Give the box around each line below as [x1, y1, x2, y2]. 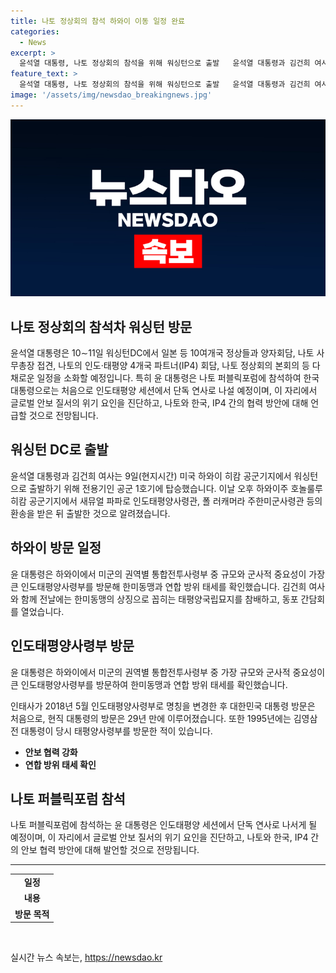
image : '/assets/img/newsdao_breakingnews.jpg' [10, 90, 213, 100]
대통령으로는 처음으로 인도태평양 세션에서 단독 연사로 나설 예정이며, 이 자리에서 [10, 385, 318, 397]
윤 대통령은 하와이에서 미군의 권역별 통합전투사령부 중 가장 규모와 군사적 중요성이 [10, 666, 326, 678]
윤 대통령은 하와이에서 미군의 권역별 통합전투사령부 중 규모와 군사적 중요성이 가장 [10, 568, 326, 580]
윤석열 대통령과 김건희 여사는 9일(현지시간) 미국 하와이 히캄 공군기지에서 [10, 470, 292, 482]
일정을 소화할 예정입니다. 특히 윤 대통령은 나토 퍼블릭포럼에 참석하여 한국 [36, 372, 320, 384]
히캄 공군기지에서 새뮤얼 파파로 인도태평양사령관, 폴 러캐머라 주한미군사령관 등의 [10, 495, 323, 507]
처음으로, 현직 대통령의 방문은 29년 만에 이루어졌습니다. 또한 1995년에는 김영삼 [10, 712, 318, 724]
